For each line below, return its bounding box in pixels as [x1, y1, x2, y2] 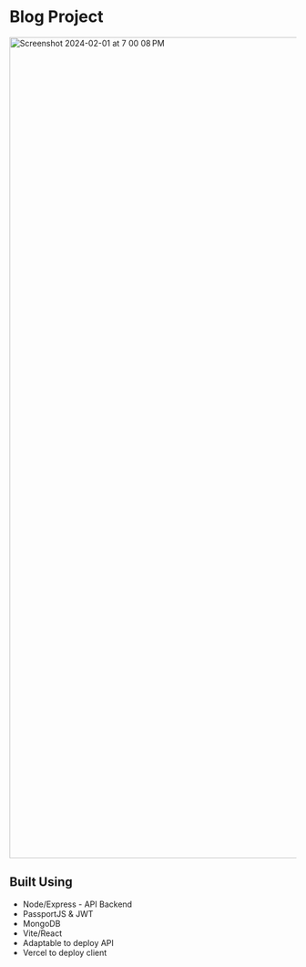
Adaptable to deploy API [22, 937, 114, 948]
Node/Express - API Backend [22, 899, 133, 910]
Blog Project [9, 6, 104, 27]
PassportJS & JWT [22, 908, 94, 919]
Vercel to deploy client [22, 947, 107, 958]
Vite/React [22, 928, 63, 939]
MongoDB [22, 918, 61, 929]
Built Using [9, 874, 73, 890]
